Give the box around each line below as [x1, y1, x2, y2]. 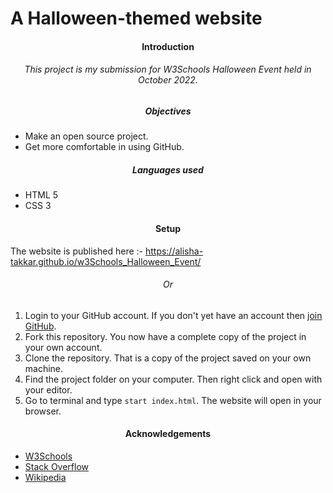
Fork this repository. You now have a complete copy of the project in [24, 330, 307, 342]
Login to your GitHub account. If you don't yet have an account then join [24, 309, 323, 321]
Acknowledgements [124, 428, 212, 440]
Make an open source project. [24, 130, 149, 142]
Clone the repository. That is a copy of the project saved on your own [24, 352, 312, 364]
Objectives [144, 105, 192, 117]
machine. [24, 362, 64, 374]
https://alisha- [144, 245, 204, 257]
